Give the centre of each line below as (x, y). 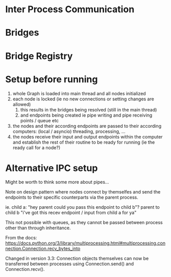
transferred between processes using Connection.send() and (70, 264)
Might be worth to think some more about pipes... (57, 182)
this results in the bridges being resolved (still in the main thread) (89, 109)
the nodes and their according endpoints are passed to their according (87, 126)
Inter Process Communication (70, 9)
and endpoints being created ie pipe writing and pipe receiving (86, 115)
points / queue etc (39, 120)
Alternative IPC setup (52, 168)
